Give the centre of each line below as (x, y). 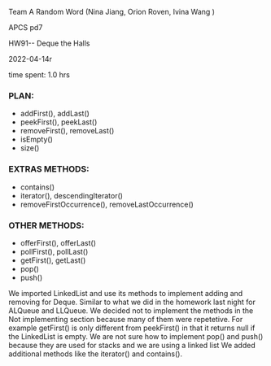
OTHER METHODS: (46, 225)
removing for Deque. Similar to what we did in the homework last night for (132, 302)
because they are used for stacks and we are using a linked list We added (132, 345)
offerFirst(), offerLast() (58, 242)
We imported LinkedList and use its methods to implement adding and (126, 293)
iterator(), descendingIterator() (72, 195)
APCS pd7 (26, 27)
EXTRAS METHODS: (49, 169)
